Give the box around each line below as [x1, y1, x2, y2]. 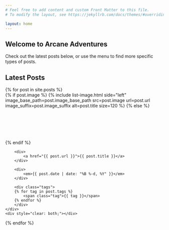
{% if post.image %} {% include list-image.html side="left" [5, 92, 127, 98]
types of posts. [5, 59, 37, 65]
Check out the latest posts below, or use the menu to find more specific [5, 53, 153, 60]
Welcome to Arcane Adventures [5, 40, 108, 48]
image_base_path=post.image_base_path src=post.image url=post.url [5, 97, 150, 103]
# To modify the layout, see [5, 12, 66, 17]
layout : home [5, 21, 33, 26]
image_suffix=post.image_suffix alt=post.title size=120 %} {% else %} [5, 103, 150, 108]
